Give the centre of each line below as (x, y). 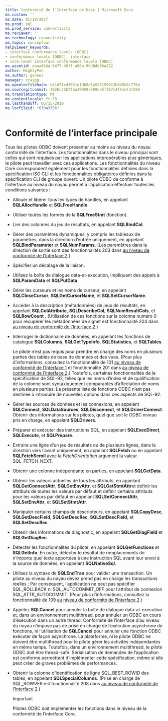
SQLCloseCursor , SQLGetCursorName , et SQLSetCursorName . (79, 296)
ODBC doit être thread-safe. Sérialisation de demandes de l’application (86, 652)
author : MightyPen (24, 71)
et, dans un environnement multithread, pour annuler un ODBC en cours (87, 615)
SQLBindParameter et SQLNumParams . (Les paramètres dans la (80, 245)
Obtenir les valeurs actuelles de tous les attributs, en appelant (76, 480)
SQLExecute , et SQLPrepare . (43, 435)
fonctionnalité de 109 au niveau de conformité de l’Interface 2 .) (77, 600)
